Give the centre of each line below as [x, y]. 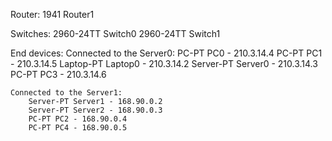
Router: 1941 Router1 [52, 14]
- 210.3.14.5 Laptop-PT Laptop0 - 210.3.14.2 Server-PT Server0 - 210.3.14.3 [164, 63]
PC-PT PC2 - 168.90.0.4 [78, 119]
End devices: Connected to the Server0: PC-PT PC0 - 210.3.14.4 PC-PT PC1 [166, 53]
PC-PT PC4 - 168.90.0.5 [78, 128]
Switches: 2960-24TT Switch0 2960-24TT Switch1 [115, 33]
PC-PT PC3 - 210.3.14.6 [58, 74]
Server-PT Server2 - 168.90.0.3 [95, 110]
